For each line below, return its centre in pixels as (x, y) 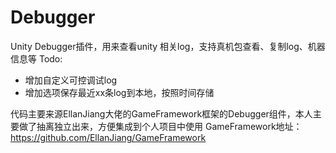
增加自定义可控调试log (71, 80)
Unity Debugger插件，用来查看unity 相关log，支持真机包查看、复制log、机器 (168, 46)
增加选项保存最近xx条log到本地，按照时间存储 (119, 92)
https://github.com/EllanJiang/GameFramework (108, 137)
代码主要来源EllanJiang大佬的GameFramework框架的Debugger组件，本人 (161, 113)
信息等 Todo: (36, 58)
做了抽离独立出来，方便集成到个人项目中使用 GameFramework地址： (160, 126)
